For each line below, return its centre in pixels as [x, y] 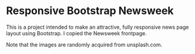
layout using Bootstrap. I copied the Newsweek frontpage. [76, 33]
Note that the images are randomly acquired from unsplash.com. [84, 45]
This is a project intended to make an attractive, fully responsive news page [97, 27]
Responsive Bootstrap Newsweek [90, 11]
